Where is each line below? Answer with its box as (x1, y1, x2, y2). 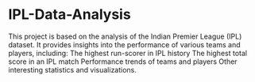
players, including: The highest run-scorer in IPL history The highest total (8, 48, 248, 58)
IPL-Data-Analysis (8, 6, 131, 24)
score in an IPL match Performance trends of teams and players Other (8, 57, 238, 66)
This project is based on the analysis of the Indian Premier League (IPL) (8, 32, 242, 41)
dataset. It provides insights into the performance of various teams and (8, 39, 241, 49)
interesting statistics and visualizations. (8, 65, 137, 74)
